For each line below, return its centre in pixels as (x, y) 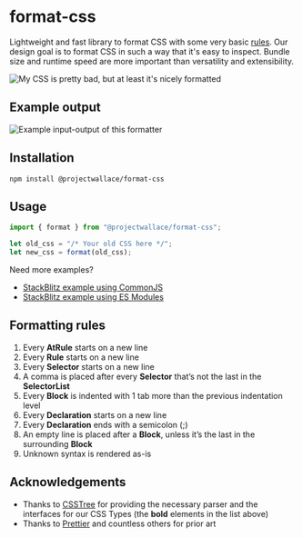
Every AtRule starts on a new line (85, 347)
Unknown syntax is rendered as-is (87, 453)
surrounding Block (57, 443)
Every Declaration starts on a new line (95, 414)
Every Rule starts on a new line (81, 357)
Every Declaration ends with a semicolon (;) (105, 424)
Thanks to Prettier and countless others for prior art (119, 523)
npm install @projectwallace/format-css (87, 179)
